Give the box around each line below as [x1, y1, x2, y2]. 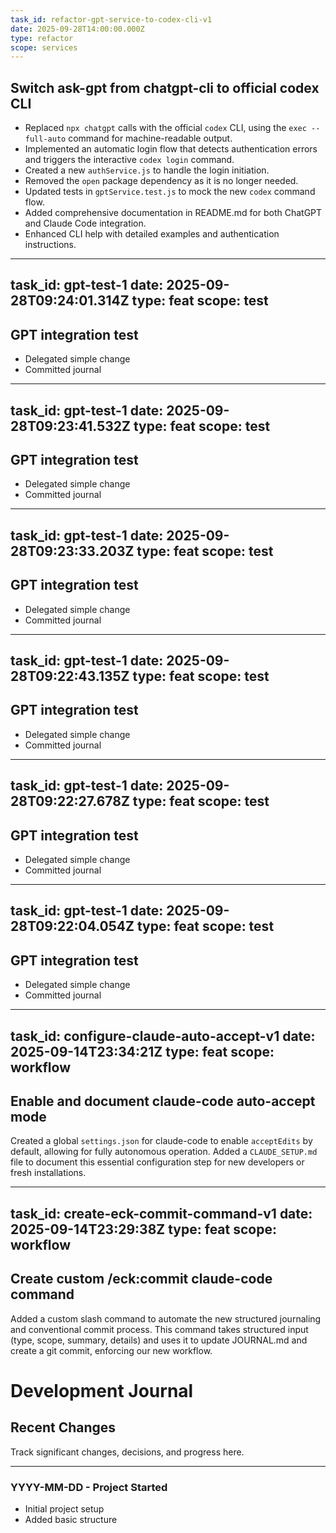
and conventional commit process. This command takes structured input [10, 1323, 309, 1335]
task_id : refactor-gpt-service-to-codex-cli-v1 [10, 14, 213, 25]
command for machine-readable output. [68, 132, 233, 145]
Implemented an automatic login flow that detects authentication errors [24, 143, 318, 155]
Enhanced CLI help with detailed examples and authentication [24, 228, 280, 240]
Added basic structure [24, 1513, 118, 1525]
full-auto [24, 134, 67, 145]
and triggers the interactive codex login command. [24, 154, 235, 166]
